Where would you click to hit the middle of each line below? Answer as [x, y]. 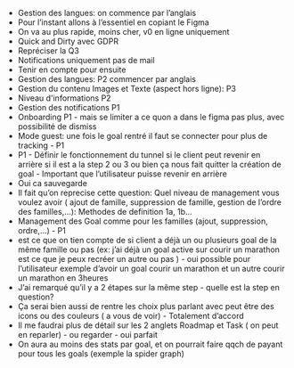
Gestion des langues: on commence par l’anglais [107, 13]
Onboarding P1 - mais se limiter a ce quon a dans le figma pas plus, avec [151, 117]
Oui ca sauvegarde [52, 183]
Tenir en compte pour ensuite [72, 70]
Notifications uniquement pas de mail [86, 60]
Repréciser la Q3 [49, 51]
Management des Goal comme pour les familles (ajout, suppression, [143, 221]
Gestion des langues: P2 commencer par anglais [107, 79]
